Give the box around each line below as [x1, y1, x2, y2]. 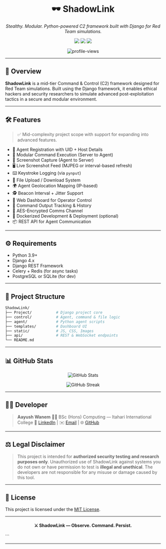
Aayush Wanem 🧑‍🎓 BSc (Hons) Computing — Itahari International [17, 413, 152, 420]
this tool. [17, 474, 36, 480]
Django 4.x [12, 258, 35, 264]
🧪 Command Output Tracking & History [12, 202, 92, 208]
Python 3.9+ [12, 252, 38, 258]
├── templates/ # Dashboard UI [5, 324, 87, 329]
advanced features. [17, 137, 57, 143]
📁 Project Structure [5, 292, 65, 301]
